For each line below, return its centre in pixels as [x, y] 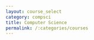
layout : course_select [34, 11]
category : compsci [28, 17]
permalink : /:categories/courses [47, 28]
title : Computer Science [36, 22]
